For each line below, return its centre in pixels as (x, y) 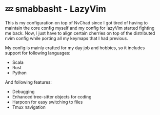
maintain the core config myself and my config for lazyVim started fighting (80, 28)
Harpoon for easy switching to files (47, 102)
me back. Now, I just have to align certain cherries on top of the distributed (80, 33)
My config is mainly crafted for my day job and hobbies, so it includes (75, 48)
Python (19, 73)
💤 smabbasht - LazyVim (56, 9)
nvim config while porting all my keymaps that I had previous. (67, 38)
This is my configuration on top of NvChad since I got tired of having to (76, 22)
